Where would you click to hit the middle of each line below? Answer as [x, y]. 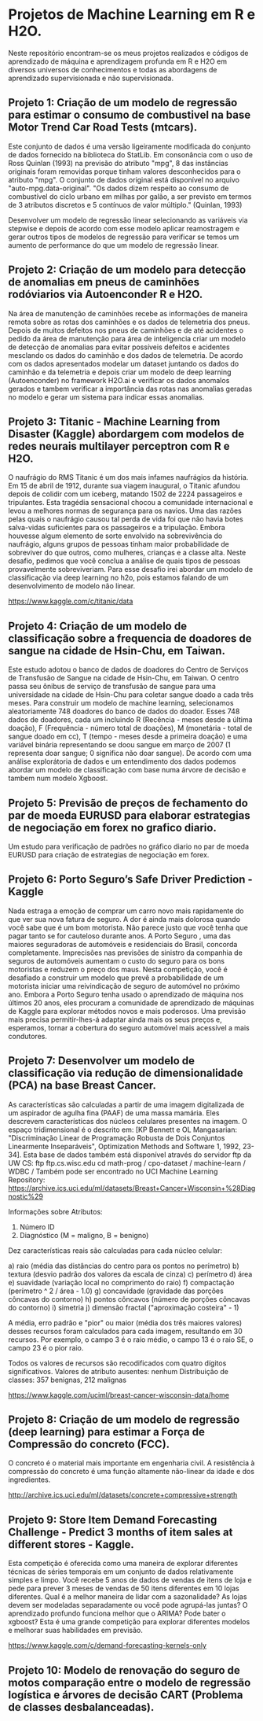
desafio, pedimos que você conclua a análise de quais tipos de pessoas [124, 561]
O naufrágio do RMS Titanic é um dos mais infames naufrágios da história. [128, 477]
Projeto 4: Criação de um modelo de [97, 626]
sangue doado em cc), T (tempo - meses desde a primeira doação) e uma [128, 736]
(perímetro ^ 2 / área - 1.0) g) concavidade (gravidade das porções [116, 1291]
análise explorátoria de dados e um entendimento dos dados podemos [122, 761]
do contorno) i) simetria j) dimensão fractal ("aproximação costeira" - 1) [124, 1307]
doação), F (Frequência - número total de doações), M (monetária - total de [130, 728]
